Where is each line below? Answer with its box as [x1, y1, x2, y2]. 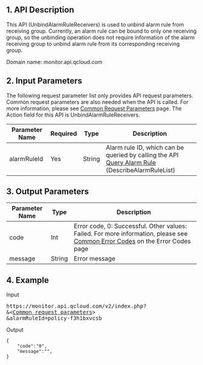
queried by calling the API [105, 150, 179, 159]
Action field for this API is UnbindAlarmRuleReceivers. [6, 111, 140, 118]
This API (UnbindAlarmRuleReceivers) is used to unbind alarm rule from [6, 21, 184, 28]
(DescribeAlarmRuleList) [105, 166, 176, 174]
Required [50, 129, 77, 138]
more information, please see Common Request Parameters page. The [6, 105, 182, 112]
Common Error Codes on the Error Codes [73, 237, 192, 245]
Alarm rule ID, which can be [105, 143, 184, 152]
